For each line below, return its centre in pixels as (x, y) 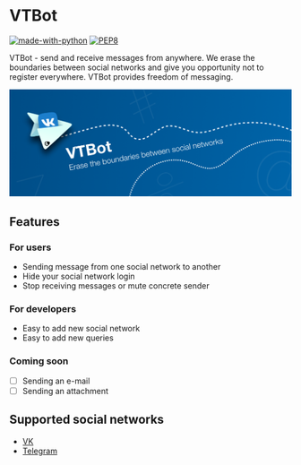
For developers (43, 309)
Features (34, 222)
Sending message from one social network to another (121, 267)
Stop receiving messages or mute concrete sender (116, 286)
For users (30, 247)
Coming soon (39, 361)
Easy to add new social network (81, 329)
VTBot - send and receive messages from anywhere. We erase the (132, 57)
